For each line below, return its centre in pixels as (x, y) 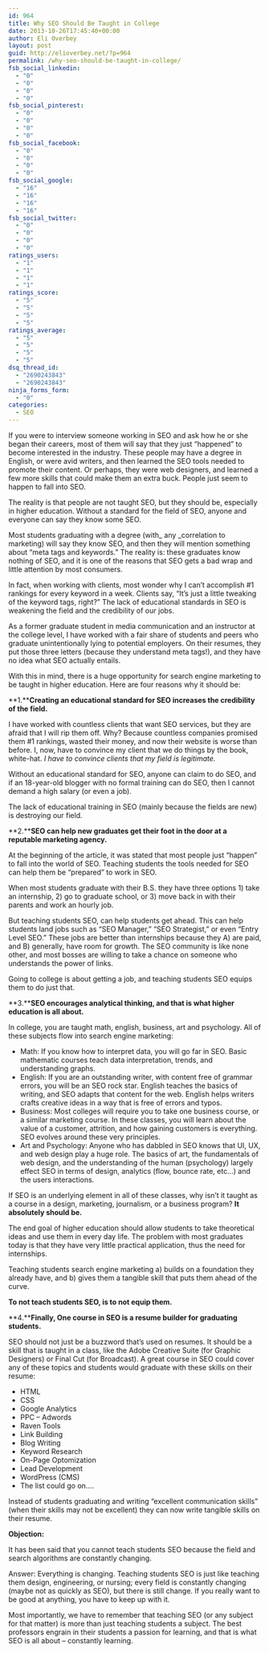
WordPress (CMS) (50, 1477)
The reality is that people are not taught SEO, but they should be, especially (133, 502)
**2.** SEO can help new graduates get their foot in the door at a (118, 831)
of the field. (28, 709)
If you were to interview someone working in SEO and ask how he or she (128, 435)
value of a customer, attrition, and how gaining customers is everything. (139, 1128)
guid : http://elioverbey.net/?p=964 (69, 53)
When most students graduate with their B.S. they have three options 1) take (134, 888)
